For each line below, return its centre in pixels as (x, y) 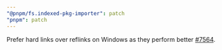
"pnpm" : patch (27, 20)
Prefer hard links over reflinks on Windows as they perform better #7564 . (111, 39)
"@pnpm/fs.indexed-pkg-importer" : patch (66, 13)
